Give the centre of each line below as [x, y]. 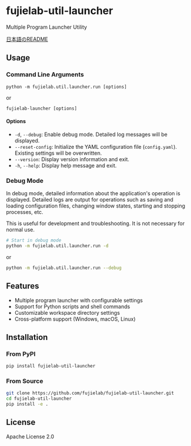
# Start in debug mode [34, 241]
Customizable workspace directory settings [67, 312]
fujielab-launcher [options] [42, 108]
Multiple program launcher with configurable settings [79, 300]
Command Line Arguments [45, 74]
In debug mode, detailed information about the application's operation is [93, 193]
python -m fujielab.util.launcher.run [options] [66, 87]
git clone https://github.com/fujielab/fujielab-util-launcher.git [90, 393]
